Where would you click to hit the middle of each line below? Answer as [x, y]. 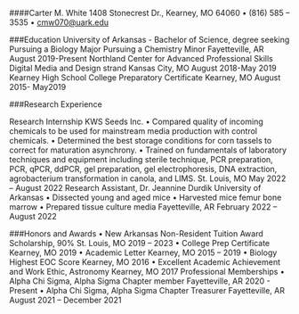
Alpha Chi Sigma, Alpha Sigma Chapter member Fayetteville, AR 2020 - [140, 281]
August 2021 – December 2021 [65, 300]
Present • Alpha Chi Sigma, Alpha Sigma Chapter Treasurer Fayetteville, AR [147, 290]
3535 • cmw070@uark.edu [59, 22]
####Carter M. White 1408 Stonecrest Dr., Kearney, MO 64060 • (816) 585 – [149, 13]
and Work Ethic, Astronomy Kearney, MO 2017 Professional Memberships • [147, 272]
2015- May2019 [38, 87]
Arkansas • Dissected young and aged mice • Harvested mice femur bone [145, 197]
